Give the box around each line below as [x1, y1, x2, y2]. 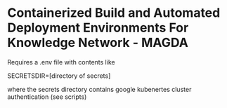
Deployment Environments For [7, 20, 189, 36]
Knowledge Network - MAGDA [7, 35, 188, 50]
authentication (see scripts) [7, 93, 87, 101]
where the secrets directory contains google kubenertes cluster [7, 85, 192, 93]
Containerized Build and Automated [7, 5, 221, 21]
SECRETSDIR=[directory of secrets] [7, 72, 111, 80]
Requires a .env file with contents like [7, 58, 115, 66]
